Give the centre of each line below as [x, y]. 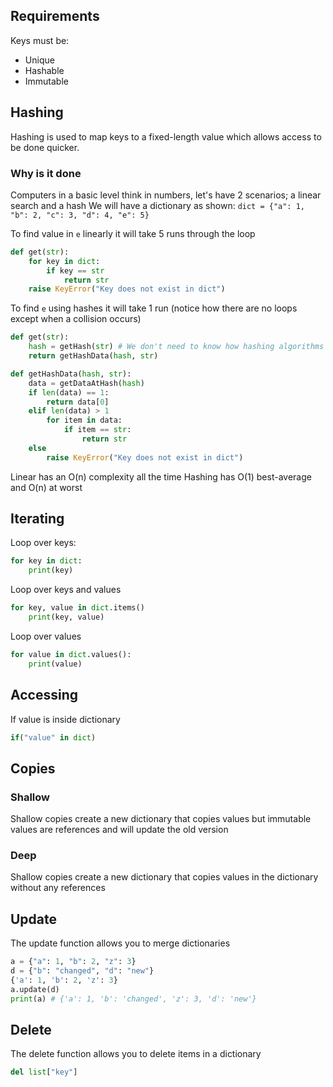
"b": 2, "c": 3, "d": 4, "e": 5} [80, 215]
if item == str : [97, 430]
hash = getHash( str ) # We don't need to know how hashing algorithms [176, 347]
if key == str [75, 270]
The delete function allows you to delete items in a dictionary [136, 1054]
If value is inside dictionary [65, 719]
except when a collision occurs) [76, 319]
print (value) [55, 664]
